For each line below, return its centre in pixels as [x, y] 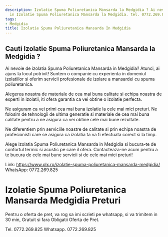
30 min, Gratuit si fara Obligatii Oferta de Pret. [52, 220]
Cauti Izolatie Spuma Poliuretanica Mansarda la [80, 49]
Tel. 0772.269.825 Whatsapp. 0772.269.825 [51, 229]
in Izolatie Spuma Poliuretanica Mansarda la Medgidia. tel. [75, 14]
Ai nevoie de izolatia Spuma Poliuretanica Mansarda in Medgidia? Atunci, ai [82, 68]
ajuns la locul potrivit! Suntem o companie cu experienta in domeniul [75, 73]
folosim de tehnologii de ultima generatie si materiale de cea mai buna [77, 114]
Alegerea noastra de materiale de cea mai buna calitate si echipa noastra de [83, 94]
